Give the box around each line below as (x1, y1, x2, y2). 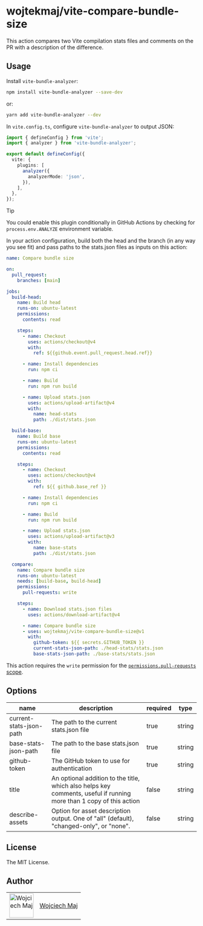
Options (6, 686, 37, 696)
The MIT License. (6, 858, 50, 865)
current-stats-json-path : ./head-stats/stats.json (33, 645, 164, 651)
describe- (9, 810, 39, 819)
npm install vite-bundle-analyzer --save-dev (6, 89, 123, 95)
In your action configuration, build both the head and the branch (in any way (6, 237, 196, 244)
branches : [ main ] (17, 277, 61, 283)
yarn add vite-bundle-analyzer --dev (6, 112, 101, 118)
